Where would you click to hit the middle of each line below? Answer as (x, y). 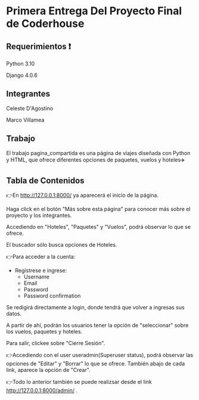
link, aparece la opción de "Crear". (48, 370)
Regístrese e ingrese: (41, 271)
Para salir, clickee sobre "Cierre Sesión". (56, 343)
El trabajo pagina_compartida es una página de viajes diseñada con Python (98, 153)
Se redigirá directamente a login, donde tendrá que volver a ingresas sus (95, 308)
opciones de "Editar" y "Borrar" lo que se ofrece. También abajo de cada (96, 364)
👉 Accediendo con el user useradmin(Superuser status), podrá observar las (100, 355)
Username (36, 277)
